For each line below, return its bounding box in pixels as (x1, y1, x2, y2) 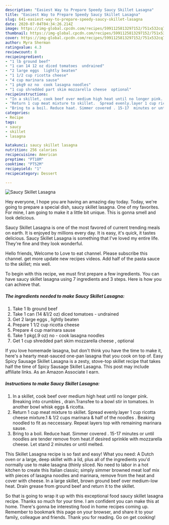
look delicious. (5, 215, 35, 221)
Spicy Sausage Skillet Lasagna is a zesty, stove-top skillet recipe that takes (5, 358, 161, 364)
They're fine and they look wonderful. (5, 241, 83, 247)
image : (5, 26, 19, 31)
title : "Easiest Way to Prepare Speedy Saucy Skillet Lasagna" (5, 12, 141, 17)
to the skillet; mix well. (5, 261, 51, 267)
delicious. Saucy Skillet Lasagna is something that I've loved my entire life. (5, 235, 159, 242)
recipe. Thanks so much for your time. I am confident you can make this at (5, 498, 159, 504)
